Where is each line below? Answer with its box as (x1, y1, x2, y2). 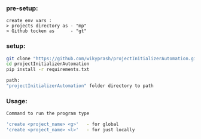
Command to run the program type (6, 110, 90, 117)
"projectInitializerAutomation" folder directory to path (6, 83, 154, 89)
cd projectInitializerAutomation (6, 61, 90, 67)
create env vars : (6, 18, 52, 24)
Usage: (6, 97, 28, 105)
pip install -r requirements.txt (6, 67, 90, 73)
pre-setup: (6, 4, 38, 13)
